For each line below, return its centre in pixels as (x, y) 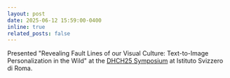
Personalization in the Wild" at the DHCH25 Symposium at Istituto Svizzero (115, 61)
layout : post (26, 14)
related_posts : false (39, 33)
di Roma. (20, 68)
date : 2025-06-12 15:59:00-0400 (54, 20)
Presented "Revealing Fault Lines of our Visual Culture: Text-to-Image (108, 53)
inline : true (26, 27)
